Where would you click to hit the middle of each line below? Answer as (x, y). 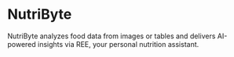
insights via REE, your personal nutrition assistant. (118, 44)
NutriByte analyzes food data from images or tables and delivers (112, 36)
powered (22, 44)
